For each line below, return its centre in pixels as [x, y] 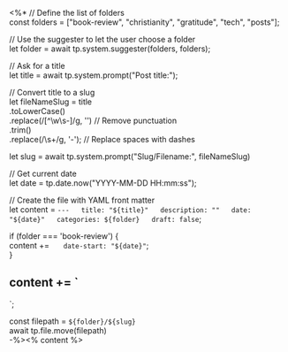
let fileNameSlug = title [51, 102]
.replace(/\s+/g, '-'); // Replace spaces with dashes [102, 139]
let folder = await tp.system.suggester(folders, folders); [110, 49]
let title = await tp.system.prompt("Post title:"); [94, 75]
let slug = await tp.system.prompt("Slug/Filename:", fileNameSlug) [130, 157]
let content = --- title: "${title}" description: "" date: [130, 210]
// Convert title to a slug [52, 92]
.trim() [20, 130]
